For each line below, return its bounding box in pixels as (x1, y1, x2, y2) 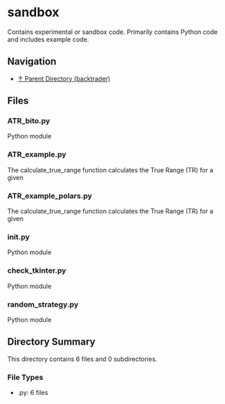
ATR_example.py (7, 150, 67, 160)
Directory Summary (7, 336, 96, 348)
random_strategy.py (7, 299, 79, 309)
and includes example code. (7, 35, 90, 43)
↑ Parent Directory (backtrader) (17, 74, 111, 83)
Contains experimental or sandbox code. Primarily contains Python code (7, 28, 218, 36)
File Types (7, 372, 44, 382)
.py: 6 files (17, 388, 49, 397)
